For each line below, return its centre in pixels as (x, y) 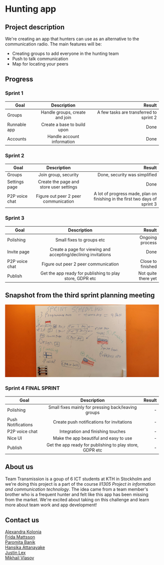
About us (19, 467)
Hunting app (31, 9)
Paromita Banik (20, 542)
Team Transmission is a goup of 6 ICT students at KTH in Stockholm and (78, 479)
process (149, 242)
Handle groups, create (63, 112)
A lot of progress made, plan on (125, 193)
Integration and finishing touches (92, 431)
